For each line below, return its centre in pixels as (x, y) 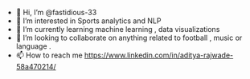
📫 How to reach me (49, 55)
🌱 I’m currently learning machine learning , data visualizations (118, 29)
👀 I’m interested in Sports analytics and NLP (88, 21)
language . (33, 46)
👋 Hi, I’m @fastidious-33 (56, 12)
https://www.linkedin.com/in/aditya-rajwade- (159, 55)
